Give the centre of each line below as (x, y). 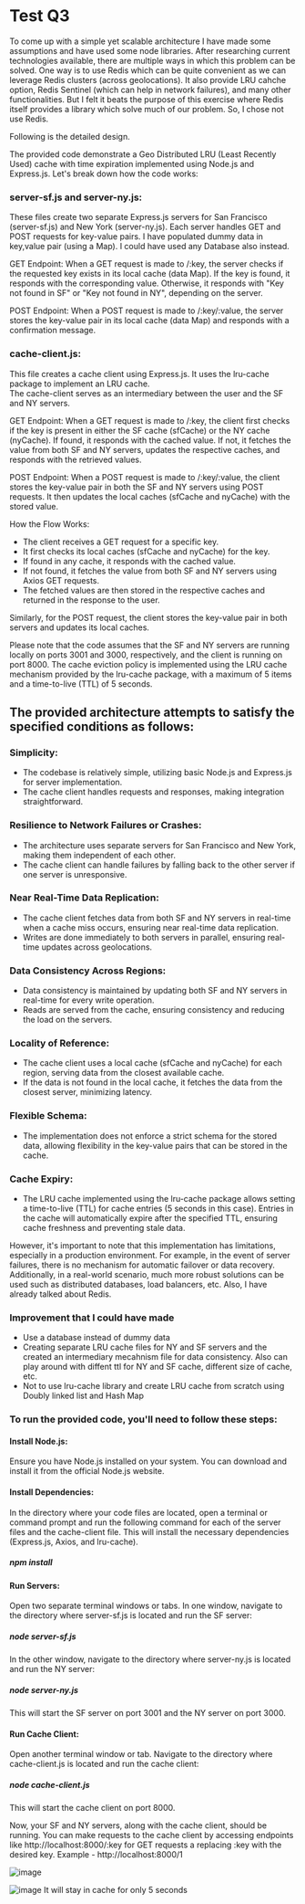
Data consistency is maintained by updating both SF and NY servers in (155, 991)
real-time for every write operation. (88, 1000)
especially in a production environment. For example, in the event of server (150, 1255)
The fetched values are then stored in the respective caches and (144, 590)
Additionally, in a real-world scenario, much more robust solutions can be (147, 1274)
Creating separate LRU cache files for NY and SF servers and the (145, 1347)
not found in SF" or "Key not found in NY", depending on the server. (137, 293)
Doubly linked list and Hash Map (83, 1396)
